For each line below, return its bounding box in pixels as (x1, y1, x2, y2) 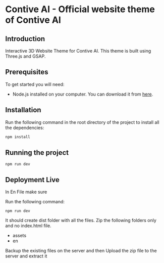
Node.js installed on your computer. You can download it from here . (12, 91, 153, 97)
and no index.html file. (5, 223, 51, 229)
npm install (5, 134, 30, 140)
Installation (5, 106, 41, 114)
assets (12, 233, 27, 239)
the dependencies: (5, 124, 44, 130)
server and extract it (5, 253, 47, 259)
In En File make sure (5, 189, 47, 195)
